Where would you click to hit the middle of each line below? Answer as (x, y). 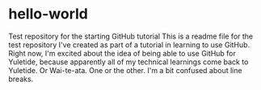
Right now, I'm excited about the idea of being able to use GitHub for (122, 53)
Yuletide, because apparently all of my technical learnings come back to (128, 62)
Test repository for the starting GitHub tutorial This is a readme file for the (131, 36)
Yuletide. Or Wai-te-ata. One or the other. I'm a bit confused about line (125, 70)
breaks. (21, 79)
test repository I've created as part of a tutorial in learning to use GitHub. (129, 44)
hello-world (48, 14)
